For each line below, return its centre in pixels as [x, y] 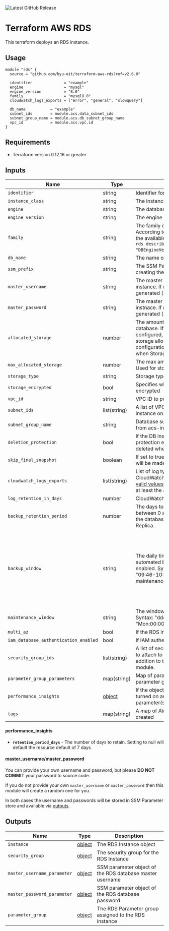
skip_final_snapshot [32, 460]
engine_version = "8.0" [45, 91]
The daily [146, 556]
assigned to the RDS [121, 915]
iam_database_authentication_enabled [53, 640]
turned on [147, 697]
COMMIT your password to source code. [48, 775]
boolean [112, 460]
